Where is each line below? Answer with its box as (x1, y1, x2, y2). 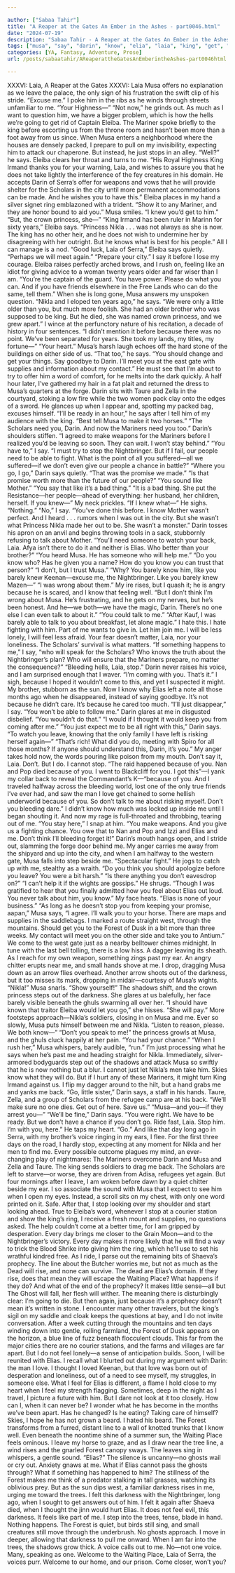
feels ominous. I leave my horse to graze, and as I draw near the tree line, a (7, 1438, 224, 1447)
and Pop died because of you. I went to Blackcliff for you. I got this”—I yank (7, 766, 225, 776)
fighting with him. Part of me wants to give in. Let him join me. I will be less (7, 625, 222, 634)
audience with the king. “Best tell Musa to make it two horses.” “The (7, 416, 203, 425)
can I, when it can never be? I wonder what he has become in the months (7, 1401, 218, 1409)
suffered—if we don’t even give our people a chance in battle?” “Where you (7, 461, 225, 470)
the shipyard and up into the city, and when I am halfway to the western (7, 849, 214, 857)
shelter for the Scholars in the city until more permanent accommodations (7, 185, 220, 194)
